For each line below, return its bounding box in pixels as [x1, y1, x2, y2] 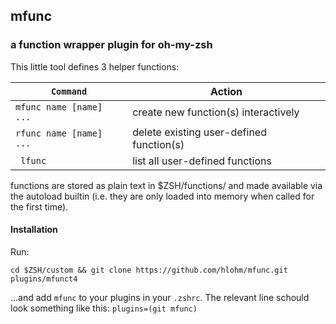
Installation [10, 224, 58, 236]
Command [50, 85, 88, 97]
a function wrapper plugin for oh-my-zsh [10, 38, 213, 52]
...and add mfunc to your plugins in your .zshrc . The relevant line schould [10, 291, 310, 303]
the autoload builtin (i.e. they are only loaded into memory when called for [10, 190, 315, 202]
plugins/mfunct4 [10, 274, 78, 284]
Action [210, 84, 243, 98]
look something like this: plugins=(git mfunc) [10, 302, 198, 314]
